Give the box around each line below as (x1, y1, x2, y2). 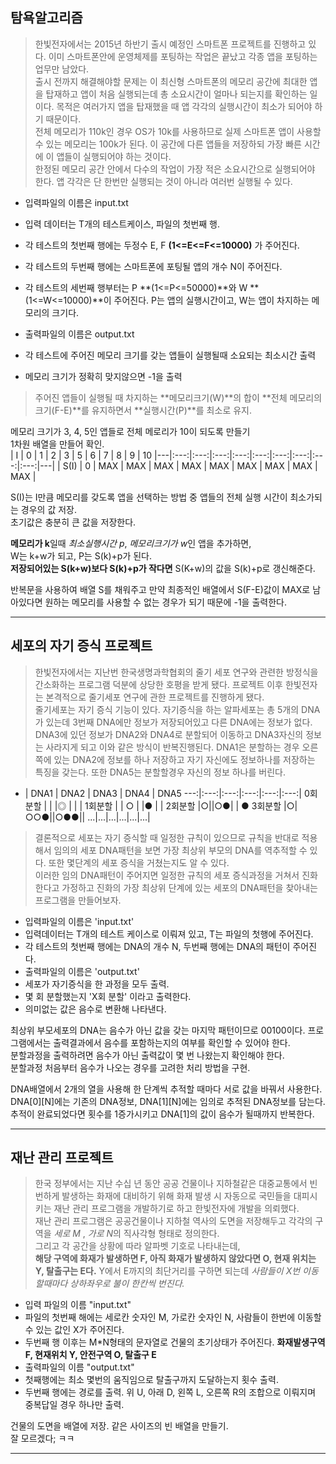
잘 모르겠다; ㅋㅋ (10, 1433, 75, 1445)
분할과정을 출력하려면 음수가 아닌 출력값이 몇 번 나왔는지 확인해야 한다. (10, 1049, 285, 1061)
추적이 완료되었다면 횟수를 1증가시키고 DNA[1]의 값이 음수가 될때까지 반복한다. (10, 1108, 315, 1120)
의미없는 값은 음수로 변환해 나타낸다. (24, 1003, 167, 1015)
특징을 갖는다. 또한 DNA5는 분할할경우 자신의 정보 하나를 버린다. (34, 766, 286, 778)
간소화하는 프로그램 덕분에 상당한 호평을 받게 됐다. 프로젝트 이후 (34, 678, 283, 690)
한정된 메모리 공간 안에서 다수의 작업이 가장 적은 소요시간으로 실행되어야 (34, 163, 316, 175)
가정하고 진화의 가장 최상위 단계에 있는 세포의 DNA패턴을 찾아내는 (61, 881, 318, 893)
